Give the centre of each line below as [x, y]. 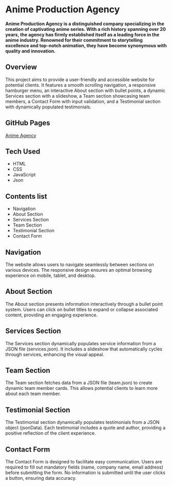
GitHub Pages [28, 123]
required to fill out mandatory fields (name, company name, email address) [84, 467]
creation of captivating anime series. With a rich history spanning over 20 [85, 29]
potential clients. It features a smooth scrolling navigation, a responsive [81, 85]
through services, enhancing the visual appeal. [55, 354]
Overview [21, 67]
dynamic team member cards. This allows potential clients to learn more [82, 388]
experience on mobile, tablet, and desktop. [51, 275]
